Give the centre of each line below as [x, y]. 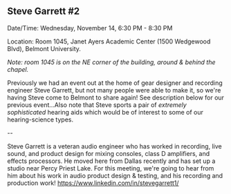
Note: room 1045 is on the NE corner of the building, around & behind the [111, 62]
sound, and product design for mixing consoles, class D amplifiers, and [108, 153]
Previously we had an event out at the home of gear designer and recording [115, 83]
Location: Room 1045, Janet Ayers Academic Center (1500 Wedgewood [109, 41]
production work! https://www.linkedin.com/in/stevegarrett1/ [93, 183]
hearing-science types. [40, 119]
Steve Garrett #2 [44, 11]
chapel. [18, 69]
